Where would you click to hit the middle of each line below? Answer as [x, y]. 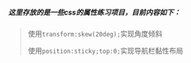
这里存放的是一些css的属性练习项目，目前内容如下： [94, 12]
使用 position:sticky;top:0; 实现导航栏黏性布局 [105, 50]
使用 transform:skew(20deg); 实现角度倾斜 [95, 33]
